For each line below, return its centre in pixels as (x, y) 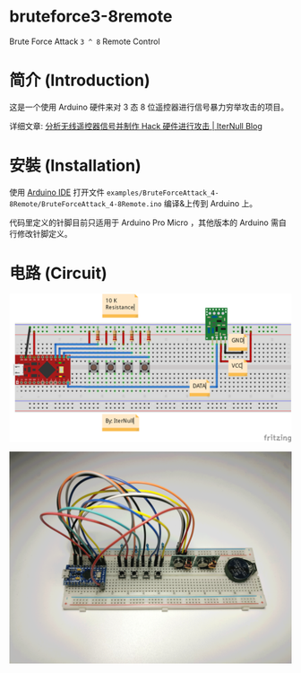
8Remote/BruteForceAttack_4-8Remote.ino (86, 204)
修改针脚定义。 (44, 233)
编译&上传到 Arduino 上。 (211, 203)
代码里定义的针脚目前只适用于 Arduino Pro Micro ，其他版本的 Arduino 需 (144, 223)
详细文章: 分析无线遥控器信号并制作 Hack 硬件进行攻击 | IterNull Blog (136, 126)
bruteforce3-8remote (91, 17)
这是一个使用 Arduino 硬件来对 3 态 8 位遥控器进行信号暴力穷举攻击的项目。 (149, 107)
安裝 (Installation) (75, 166)
